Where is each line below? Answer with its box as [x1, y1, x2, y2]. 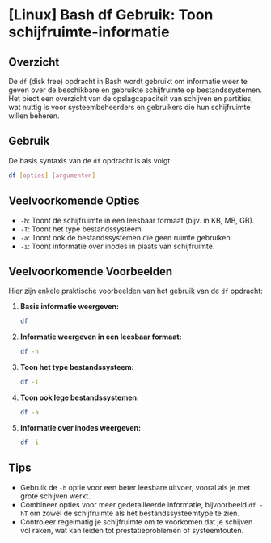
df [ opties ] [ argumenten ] [8, 172, 95, 180]
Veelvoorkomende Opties [8, 194, 140, 208]
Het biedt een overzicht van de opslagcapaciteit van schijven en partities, [8, 94, 253, 103]
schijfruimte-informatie [8, 23, 170, 41]
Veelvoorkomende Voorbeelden [8, 265, 173, 278]
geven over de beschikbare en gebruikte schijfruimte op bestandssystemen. [8, 85, 263, 95]
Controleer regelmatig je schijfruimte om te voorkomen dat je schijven [19, 516, 253, 527]
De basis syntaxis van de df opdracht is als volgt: [8, 155, 172, 165]
